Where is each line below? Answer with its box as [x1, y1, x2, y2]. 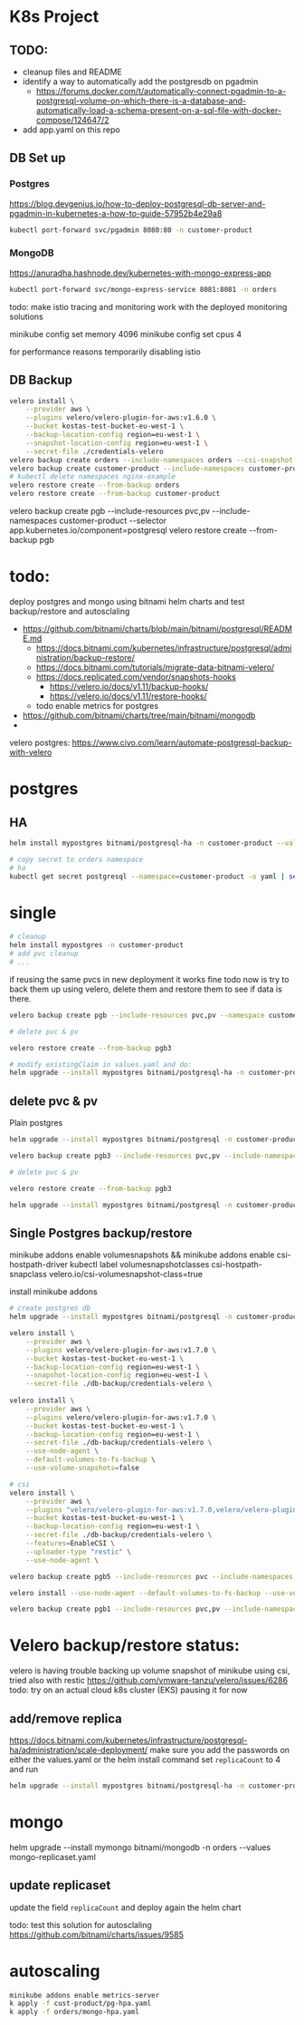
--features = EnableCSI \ [25, 1539, 116, 1548]
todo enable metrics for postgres [35, 700, 159, 711]
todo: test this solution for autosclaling [9, 1919, 152, 1930]
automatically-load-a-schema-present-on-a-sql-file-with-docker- [35, 105, 282, 115]
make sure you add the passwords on [149, 1745, 290, 1756]
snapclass [9, 1269, 48, 1280]
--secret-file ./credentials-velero [25, 447, 165, 456]
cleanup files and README [22, 66, 122, 77]
